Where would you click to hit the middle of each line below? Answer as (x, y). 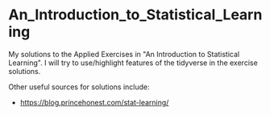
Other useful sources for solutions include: (79, 87)
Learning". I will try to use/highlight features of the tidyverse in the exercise (133, 63)
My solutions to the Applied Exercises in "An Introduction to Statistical (124, 54)
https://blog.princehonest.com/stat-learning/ (94, 102)
